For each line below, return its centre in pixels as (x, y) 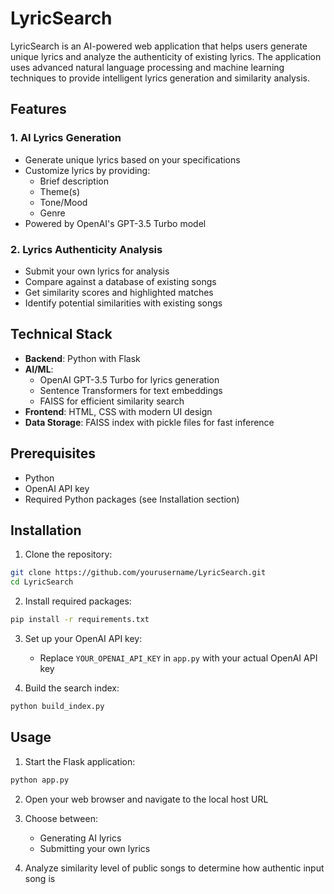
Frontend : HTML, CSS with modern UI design (118, 411)
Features (38, 109)
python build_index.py (57, 706)
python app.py (40, 780)
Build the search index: (72, 688)
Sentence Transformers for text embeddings (131, 390)
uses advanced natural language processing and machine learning (147, 67)
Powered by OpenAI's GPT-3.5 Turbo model (115, 223)
